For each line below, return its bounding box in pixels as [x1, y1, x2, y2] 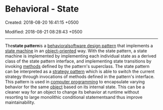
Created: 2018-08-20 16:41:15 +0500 [5, 19, 79, 25]
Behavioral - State [5, 3, 79, 15]
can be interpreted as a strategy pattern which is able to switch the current [5, 68, 155, 74]
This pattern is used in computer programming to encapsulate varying [5, 79, 145, 84]
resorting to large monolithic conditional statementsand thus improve [5, 94, 143, 100]
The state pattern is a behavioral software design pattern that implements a [5, 43, 153, 48]
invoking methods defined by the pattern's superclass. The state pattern [5, 63, 150, 69]
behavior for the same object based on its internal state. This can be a [5, 84, 145, 90]
